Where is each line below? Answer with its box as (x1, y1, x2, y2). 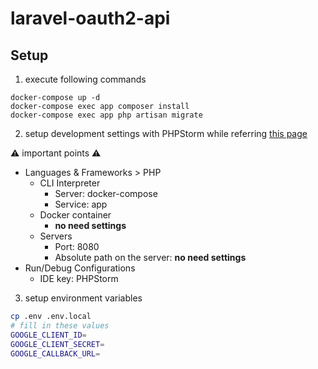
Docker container (39, 209, 112, 221)
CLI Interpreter (39, 177, 101, 189)
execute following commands (24, 73, 147, 85)
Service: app (54, 198, 108, 210)
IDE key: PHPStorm (39, 273, 119, 284)
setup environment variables (24, 292, 143, 304)
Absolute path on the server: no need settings (54, 252, 247, 263)
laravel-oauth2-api (10, 7, 171, 30)
